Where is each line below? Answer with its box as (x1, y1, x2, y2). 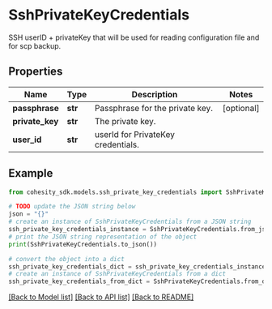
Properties (8, 65, 63, 79)
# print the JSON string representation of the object (8, 233, 198, 241)
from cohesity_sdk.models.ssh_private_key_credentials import (8, 188, 223, 196)
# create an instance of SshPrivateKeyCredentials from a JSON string (8, 217, 252, 226)
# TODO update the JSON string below (8, 203, 136, 211)
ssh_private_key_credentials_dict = (8, 262, 132, 271)
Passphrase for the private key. (94, 102, 213, 114)
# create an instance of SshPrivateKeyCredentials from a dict (8, 270, 227, 278)
